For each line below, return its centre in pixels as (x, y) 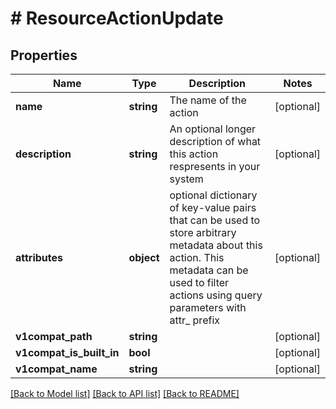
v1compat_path (54, 336)
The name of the (208, 100)
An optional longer (213, 129)
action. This (197, 257)
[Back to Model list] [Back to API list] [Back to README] (125, 393)
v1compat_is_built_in (67, 352)
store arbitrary (203, 232)
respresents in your (215, 166)
